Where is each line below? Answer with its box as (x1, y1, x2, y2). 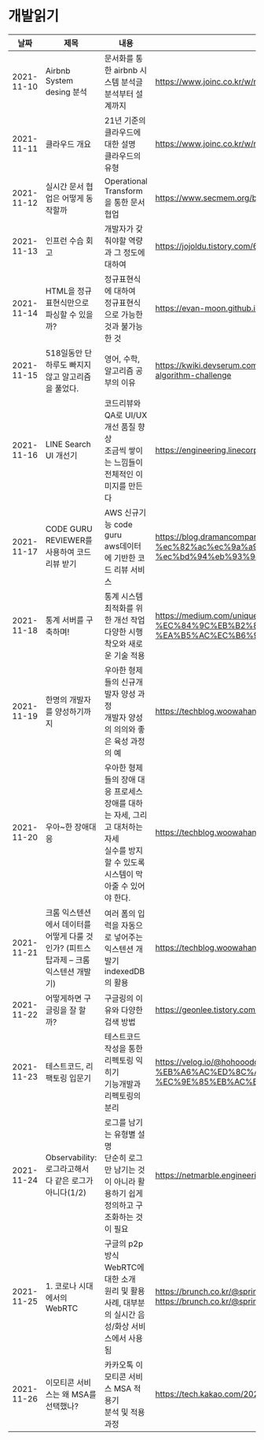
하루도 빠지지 (45, 359, 92, 370)
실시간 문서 (45, 180, 84, 192)
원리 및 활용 (104, 1286, 145, 1297)
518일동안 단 (45, 348, 93, 359)
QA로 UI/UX (104, 409, 148, 420)
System (45, 75, 73, 86)
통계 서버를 (45, 614, 84, 625)
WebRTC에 (104, 1262, 145, 1273)
